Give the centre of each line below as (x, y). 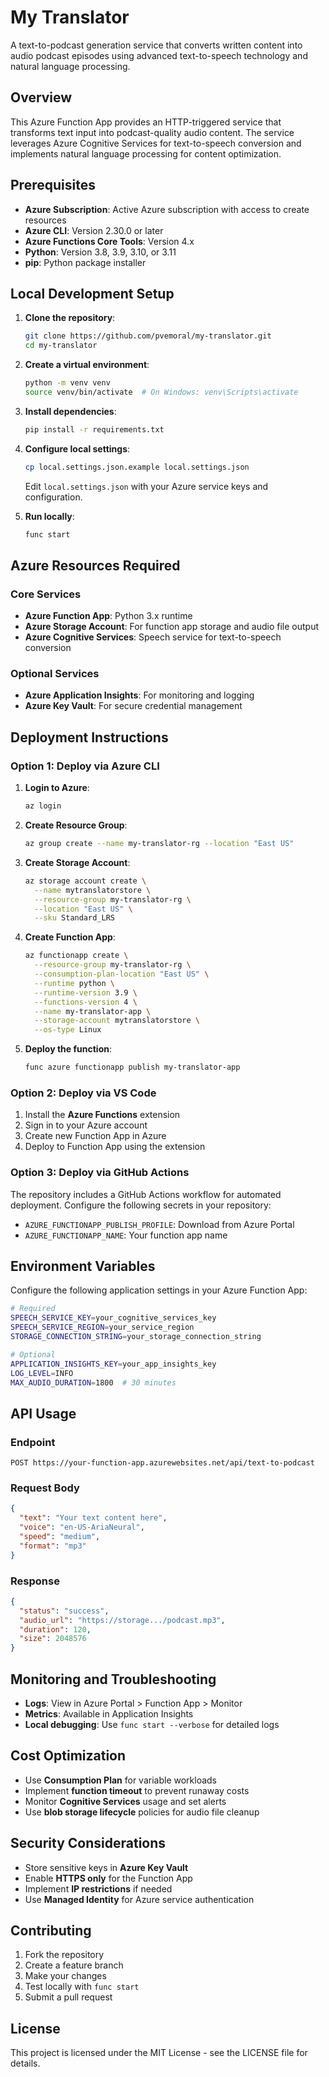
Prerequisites (53, 185)
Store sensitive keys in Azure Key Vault (106, 1867)
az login (43, 806)
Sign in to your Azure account (86, 1125)
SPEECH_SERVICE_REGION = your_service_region (102, 1327)
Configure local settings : (77, 448)
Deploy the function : (68, 1049)
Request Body (45, 1488)
